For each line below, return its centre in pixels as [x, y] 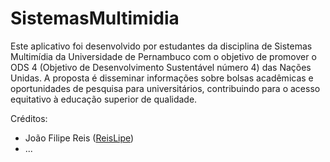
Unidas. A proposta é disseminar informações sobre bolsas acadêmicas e [162, 78]
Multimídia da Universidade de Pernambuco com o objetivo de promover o [163, 56]
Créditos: [29, 118]
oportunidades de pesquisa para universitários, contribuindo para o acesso [165, 88]
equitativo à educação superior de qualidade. [104, 99]
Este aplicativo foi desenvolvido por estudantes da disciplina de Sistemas [161, 46]
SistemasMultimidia [95, 18]
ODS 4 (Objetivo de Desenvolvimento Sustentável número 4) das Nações [161, 67]
